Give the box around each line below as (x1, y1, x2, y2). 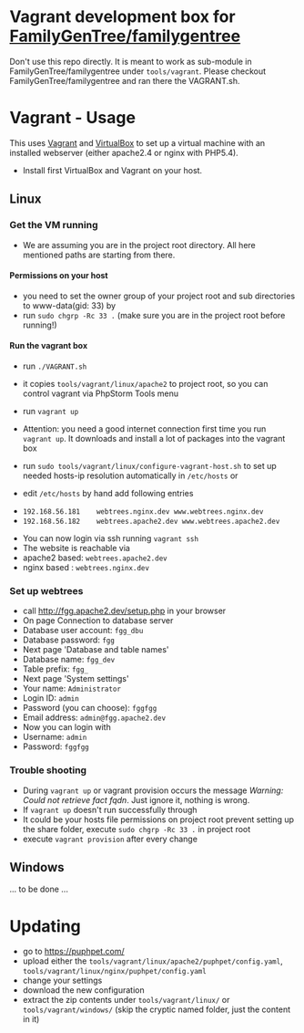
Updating (9, 915, 82, 936)
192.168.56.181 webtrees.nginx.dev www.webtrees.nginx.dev (22, 506, 264, 516)
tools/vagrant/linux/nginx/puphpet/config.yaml (22, 967, 207, 976)
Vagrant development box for (9, 6, 236, 27)
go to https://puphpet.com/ (22, 946, 125, 957)
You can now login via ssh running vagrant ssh (22, 532, 198, 544)
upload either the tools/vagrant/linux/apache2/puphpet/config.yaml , (22, 955, 284, 966)
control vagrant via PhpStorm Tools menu (22, 388, 179, 399)
